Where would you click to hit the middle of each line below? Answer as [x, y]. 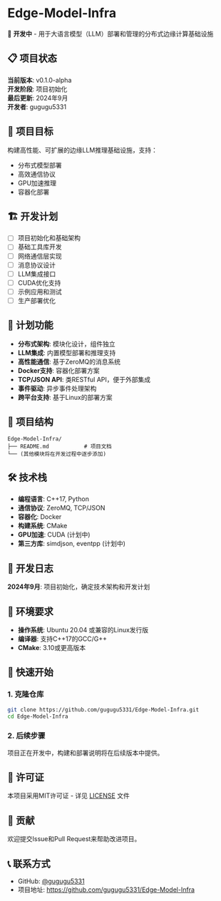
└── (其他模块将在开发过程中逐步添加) [57, 454]
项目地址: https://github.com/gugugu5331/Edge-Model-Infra [106, 890]
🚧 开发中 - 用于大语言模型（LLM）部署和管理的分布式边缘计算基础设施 [110, 34]
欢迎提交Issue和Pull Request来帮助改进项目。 [74, 839]
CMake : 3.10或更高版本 [52, 647]
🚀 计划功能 [30, 325]
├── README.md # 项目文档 [60, 446]
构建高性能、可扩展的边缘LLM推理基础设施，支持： [83, 150]
